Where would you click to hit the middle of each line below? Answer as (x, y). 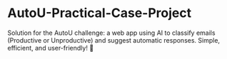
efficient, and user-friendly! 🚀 (51, 48)
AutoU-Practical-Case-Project (99, 13)
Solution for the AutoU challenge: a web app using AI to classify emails (111, 33)
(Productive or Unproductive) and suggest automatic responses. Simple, (113, 40)
